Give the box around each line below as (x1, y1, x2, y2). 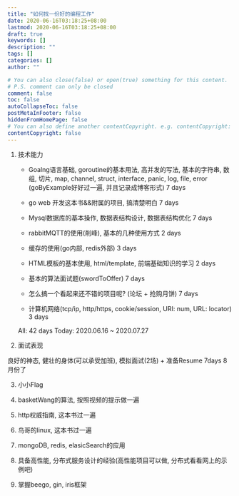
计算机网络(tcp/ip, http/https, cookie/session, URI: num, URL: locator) (28, 304, 232, 313)
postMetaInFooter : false (7, 110, 81, 117)
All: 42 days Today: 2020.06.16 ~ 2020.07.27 (17, 326, 149, 335)
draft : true (7, 30, 43, 38)
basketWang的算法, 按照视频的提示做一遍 (17, 395, 140, 404)
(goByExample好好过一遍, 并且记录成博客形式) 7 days (28, 183, 186, 191)
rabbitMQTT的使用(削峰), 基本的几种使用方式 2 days (28, 228, 181, 237)
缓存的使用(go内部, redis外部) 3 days (28, 243, 137, 252)
